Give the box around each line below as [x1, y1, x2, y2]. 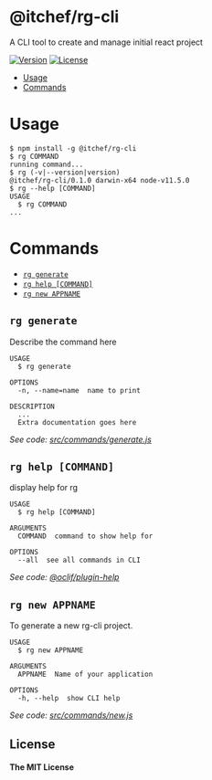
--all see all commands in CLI [17, 555, 142, 565]
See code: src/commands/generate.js [9, 434, 153, 445]
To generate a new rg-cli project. [9, 620, 133, 631]
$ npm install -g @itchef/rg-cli [9, 143, 137, 153]
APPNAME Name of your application [17, 669, 154, 680]
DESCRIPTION [9, 402, 55, 411]
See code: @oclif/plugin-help [9, 572, 120, 583]
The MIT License [9, 762, 75, 773]
